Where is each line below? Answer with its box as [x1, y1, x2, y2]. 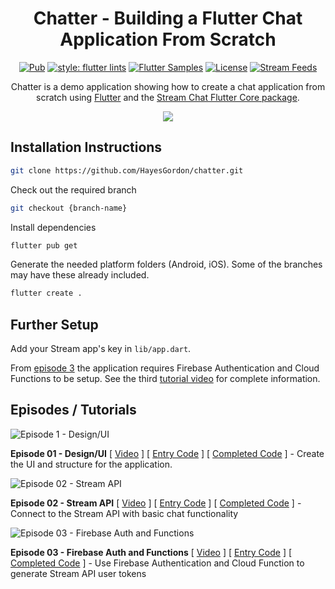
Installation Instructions [10, 139, 163, 156]
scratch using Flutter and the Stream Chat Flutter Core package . [36, 91, 300, 103]
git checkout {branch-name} [10, 203, 128, 213]
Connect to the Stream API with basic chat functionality [10, 507, 239, 519]
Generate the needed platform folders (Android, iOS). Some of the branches [10, 258, 323, 271]
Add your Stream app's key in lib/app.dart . [10, 343, 192, 355]
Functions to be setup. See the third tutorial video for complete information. [10, 373, 321, 385]
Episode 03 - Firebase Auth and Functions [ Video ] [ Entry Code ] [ [10, 546, 293, 558]
